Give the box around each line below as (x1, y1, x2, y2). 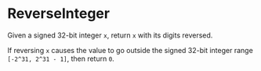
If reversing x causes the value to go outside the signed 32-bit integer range (7, 45, 254, 55)
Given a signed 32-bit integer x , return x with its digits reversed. (7, 30, 213, 40)
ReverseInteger (7, 5, 111, 23)
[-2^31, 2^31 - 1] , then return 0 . (7, 54, 114, 63)
